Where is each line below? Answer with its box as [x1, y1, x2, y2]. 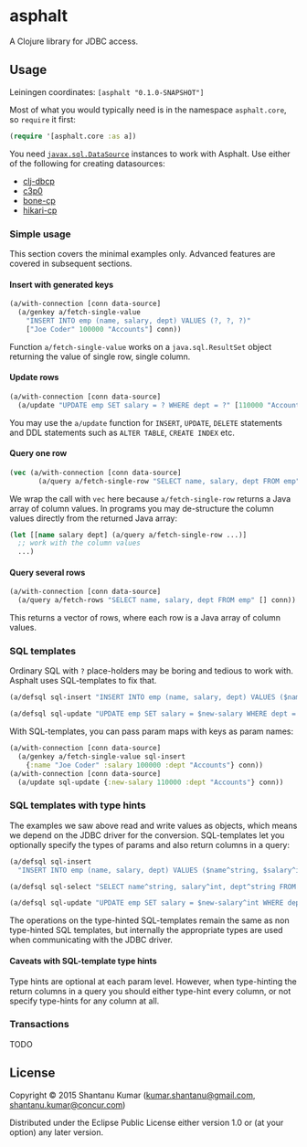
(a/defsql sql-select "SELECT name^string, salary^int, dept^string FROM [9, 882, 297, 891]
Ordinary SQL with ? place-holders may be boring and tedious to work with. [9, 665, 294, 676]
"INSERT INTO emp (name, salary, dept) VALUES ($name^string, [17, 866, 259, 875]
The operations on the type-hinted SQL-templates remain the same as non [9, 915, 290, 926]
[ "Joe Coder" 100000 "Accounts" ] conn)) [26, 324, 182, 334]
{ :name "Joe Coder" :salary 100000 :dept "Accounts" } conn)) [26, 760, 263, 770]
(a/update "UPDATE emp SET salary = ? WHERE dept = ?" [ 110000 [17, 400, 263, 409]
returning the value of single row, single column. [9, 351, 191, 362]
